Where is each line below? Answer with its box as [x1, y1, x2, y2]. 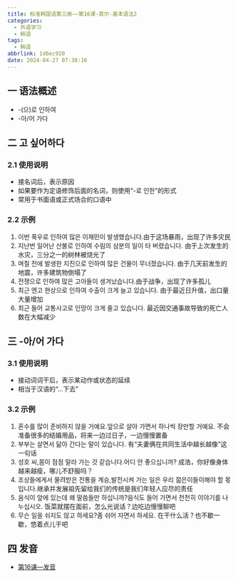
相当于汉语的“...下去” [17, 385, 79, 394]
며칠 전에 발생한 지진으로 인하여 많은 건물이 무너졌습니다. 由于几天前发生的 [17, 259, 228, 268]
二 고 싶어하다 [7, 137, 65, 149]
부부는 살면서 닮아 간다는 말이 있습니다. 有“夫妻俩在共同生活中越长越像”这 [17, 439, 227, 448]
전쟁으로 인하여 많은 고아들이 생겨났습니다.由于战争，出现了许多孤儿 [17, 277, 212, 285]
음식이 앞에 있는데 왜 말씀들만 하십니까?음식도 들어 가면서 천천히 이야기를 [17, 493, 221, 502]
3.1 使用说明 [7, 358, 48, 368]
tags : [7, 37, 24, 44]
